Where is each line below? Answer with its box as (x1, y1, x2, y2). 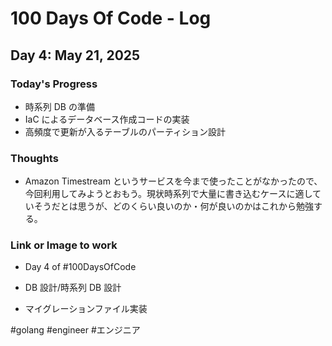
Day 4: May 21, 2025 (10, 47, 141, 64)
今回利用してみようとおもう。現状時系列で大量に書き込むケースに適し (24, 188, 313, 200)
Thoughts (10, 151, 59, 165)
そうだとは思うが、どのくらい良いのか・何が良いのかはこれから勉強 (33, 200, 314, 212)
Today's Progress (10, 77, 98, 91)
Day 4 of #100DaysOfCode (24, 261, 137, 273)
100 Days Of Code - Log (10, 7, 212, 30)
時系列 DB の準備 (24, 100, 95, 112)
